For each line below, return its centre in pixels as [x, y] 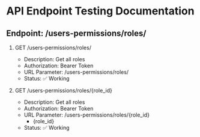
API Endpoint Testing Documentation [100, 11]
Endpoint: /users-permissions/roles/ [76, 33]
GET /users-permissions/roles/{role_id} [63, 90]
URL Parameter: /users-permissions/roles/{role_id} [87, 115]
